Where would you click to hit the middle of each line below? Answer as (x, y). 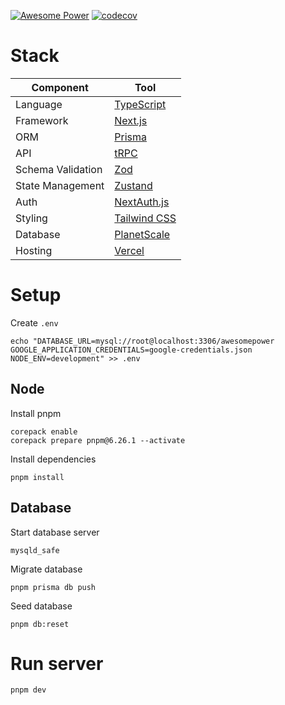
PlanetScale (142, 234)
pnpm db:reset (40, 624)
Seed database (41, 606)
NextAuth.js (142, 202)
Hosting (34, 250)
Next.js (131, 120)
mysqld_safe (35, 550)
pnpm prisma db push (53, 587)
